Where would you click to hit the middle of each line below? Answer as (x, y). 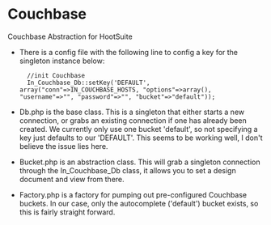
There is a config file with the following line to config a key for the (129, 52)
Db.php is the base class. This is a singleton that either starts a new (132, 112)
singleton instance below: (62, 61)
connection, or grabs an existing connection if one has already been (133, 120)
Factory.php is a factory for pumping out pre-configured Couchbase (133, 194)
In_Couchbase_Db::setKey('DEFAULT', (89, 83)
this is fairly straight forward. (67, 212)
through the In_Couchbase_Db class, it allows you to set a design (127, 170)
